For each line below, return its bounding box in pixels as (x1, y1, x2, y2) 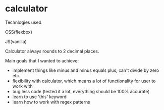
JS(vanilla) (5, 38, 27, 45)
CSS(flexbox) (5, 29, 32, 35)
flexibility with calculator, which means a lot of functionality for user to (12, 78, 156, 84)
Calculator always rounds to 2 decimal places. (5, 48, 99, 54)
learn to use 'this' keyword (12, 94, 67, 100)
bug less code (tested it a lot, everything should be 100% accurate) (12, 88, 150, 94)
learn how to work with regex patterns (12, 99, 91, 105)
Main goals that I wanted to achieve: (5, 57, 79, 63)
